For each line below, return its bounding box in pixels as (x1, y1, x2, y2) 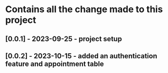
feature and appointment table (5, 59, 104, 68)
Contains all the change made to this (5, 4, 163, 15)
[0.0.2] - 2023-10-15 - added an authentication (5, 52, 158, 60)
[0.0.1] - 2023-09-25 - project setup (5, 34, 122, 43)
